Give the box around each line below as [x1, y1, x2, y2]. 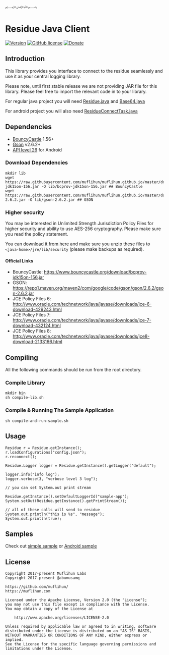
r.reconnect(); [5, 454, 37, 459]
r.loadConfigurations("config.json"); [5, 450, 87, 455]
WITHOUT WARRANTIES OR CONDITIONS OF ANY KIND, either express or [5, 633, 147, 638]
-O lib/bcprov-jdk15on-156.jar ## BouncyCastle [41, 184, 143, 189]
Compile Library [5, 379, 45, 387]
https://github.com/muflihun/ [5, 584, 69, 589]
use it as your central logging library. [5, 73, 81, 79]
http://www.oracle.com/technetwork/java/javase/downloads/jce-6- [12, 301, 152, 307]
